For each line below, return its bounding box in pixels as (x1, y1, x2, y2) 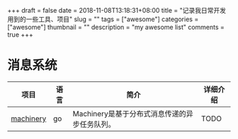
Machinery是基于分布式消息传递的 (72, 109, 186, 119)
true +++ (7, 30, 34, 39)
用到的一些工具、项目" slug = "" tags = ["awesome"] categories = (7, 15, 199, 23)
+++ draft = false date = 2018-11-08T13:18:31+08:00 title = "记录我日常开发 (7, 6, 227, 14)
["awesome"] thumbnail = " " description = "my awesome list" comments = (7, 23, 225, 31)
